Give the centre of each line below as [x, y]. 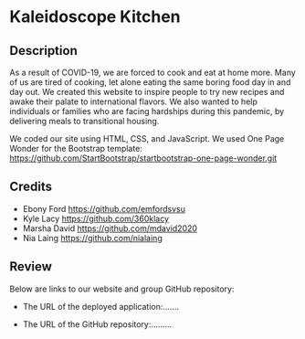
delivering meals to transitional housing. [84, 121]
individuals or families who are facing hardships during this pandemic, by [147, 111]
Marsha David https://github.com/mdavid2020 [110, 228]
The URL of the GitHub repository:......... [97, 324]
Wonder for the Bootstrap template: [76, 148]
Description [43, 51]
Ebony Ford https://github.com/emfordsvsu [104, 208]
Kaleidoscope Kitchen [95, 17]
